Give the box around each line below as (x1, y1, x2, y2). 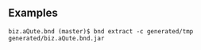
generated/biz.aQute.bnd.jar (8, 34, 105, 42)
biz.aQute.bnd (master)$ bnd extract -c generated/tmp (8, 27, 194, 35)
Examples (8, 6, 58, 20)
